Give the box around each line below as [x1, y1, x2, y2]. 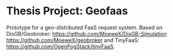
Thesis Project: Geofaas [6, 4, 129, 18]
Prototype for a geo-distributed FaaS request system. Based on [6, 24, 163, 31]
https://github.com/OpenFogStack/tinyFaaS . [6, 43, 116, 50]
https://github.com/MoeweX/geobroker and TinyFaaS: [6, 36, 139, 43]
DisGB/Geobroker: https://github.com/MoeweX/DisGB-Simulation [6, 30, 167, 37]
